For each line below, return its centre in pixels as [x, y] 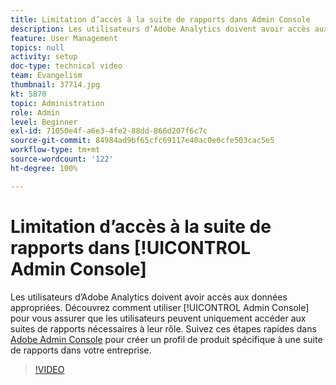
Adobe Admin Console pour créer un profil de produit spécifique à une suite [166, 339]
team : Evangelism [46, 76]
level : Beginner [44, 122]
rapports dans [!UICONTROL [131, 247]
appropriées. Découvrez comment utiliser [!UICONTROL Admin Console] [160, 307]
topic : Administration [57, 103]
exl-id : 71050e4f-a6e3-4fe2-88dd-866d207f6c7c [109, 131]
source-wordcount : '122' [62, 159]
